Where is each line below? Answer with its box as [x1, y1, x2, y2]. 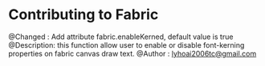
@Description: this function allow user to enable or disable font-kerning [8, 40, 245, 49]
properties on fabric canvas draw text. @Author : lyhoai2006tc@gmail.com [8, 49, 257, 58]
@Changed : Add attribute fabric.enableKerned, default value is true [8, 32, 234, 41]
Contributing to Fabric [8, 6, 159, 24]
